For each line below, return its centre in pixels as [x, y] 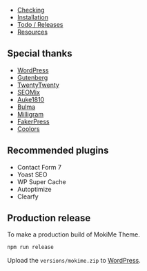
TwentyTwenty [38, 85]
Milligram [30, 114]
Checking [31, 10]
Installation [33, 17]
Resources [32, 32]
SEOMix [28, 92]
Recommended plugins [58, 151]
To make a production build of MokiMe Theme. [73, 234]
